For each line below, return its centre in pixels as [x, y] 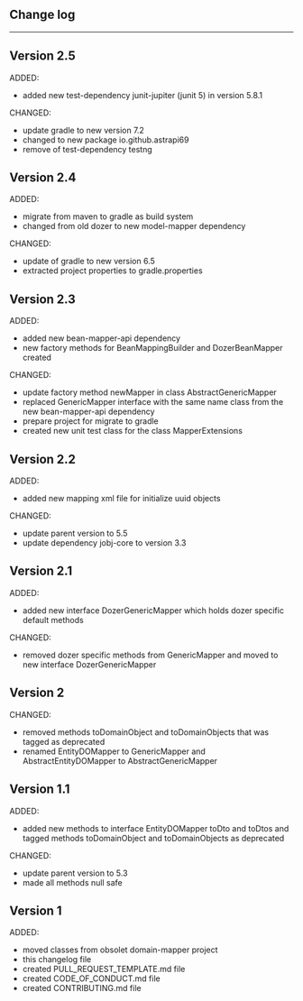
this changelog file [57, 960]
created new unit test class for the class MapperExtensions [133, 431]
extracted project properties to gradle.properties [112, 271]
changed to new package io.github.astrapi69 [106, 140]
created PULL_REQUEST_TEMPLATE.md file [104, 969]
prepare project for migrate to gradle [91, 421]
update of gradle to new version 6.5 [89, 262]
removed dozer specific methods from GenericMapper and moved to [150, 655]
